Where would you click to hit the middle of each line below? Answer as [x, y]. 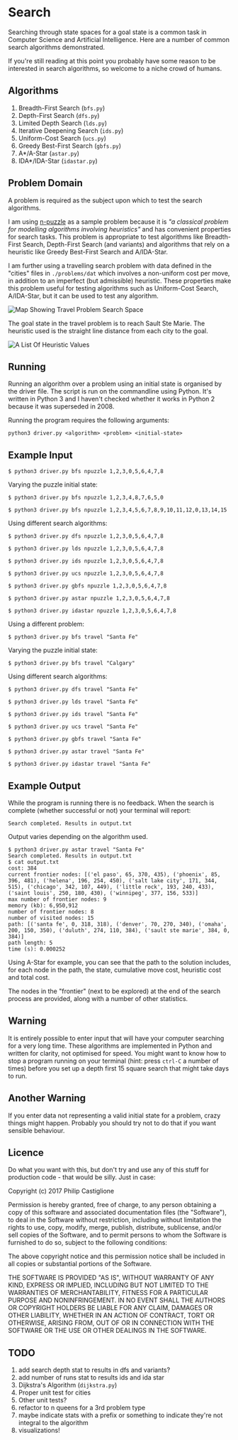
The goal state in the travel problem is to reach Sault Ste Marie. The [107, 323]
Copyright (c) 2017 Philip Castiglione [61, 1191]
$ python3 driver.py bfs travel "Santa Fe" [73, 637]
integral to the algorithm [53, 1423]
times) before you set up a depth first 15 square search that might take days [119, 1068]
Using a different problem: [46, 624]
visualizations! [39, 1430]
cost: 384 [23, 868]
